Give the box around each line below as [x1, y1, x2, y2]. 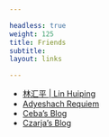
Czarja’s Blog [22, 118, 72, 129]
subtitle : [9, 46, 47, 55]
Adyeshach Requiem [22, 98, 100, 109]
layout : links [9, 55, 63, 64]
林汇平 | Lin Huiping [22, 88, 96, 99]
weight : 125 [9, 29, 54, 39]
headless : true [9, 21, 67, 30]
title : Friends [9, 38, 67, 47]
